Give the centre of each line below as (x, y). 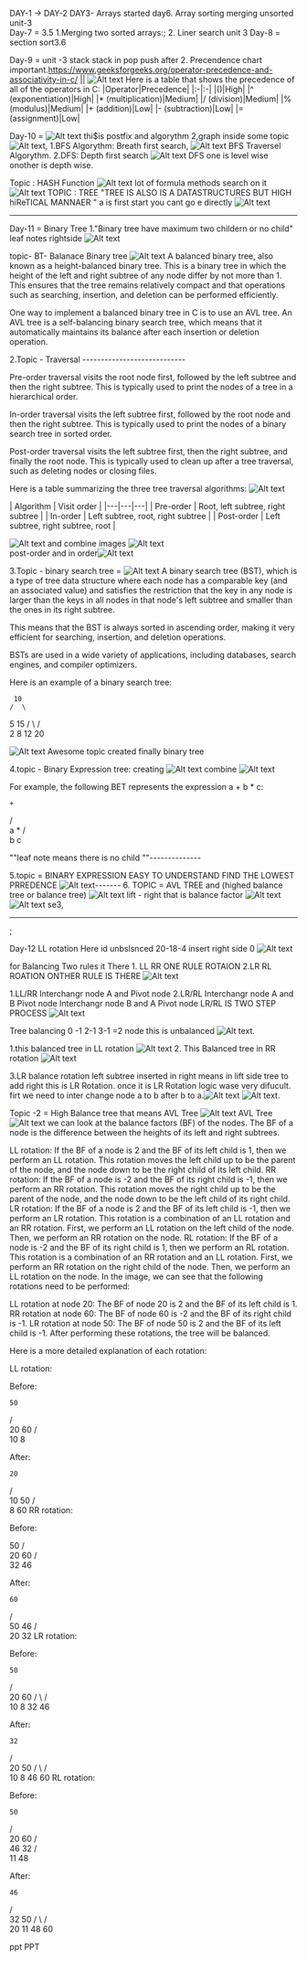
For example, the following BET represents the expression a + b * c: (137, 787)
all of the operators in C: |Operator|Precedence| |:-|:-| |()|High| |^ (132, 89)
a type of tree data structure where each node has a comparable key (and (148, 581)
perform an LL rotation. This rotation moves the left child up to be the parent (153, 1160)
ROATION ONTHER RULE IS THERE (75, 976)
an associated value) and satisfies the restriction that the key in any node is (151, 590)
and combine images (86, 544)
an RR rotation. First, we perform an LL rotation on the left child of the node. (152, 1228)
